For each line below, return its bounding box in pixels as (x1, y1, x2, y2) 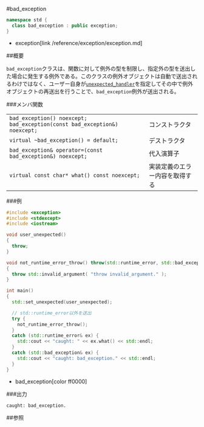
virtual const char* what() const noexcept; (9, 172, 140, 178)
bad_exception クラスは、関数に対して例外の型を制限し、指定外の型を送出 (6, 65, 191, 72)
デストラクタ (148, 136, 186, 145)
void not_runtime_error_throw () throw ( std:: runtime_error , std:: (6, 259, 175, 266)
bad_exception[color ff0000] (15, 378, 87, 385)
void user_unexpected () (6, 231, 67, 238)
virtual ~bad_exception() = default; (9, 136, 118, 144)
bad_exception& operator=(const (9, 146, 103, 154)
